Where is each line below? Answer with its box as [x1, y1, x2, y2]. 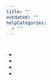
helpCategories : [6, 20, 47, 26]
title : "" [6, 8, 31, 15]
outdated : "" [6, 14, 39, 20]
